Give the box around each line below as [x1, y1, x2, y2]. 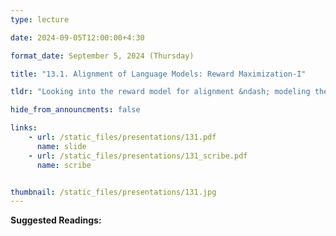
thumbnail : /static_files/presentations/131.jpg [10, 187, 217, 197]
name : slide [36, 141, 87, 151]
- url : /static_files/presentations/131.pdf [28, 132, 217, 142]
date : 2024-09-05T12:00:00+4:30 [10, 32, 145, 43]
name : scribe [36, 160, 92, 170]
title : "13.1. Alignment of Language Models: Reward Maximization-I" [10, 69, 307, 79]
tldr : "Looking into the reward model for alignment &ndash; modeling [10, 87, 311, 97]
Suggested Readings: [10, 214, 102, 226]
